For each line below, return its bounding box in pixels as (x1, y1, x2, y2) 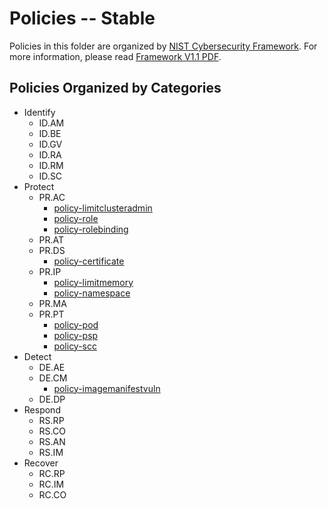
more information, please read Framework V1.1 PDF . (9, 50, 222, 62)
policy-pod (53, 318, 99, 331)
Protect (23, 180, 55, 192)
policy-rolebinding (53, 223, 129, 235)
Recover (23, 457, 59, 469)
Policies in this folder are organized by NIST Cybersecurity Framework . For (9, 40, 318, 52)
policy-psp (53, 329, 99, 341)
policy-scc (53, 340, 98, 352)
